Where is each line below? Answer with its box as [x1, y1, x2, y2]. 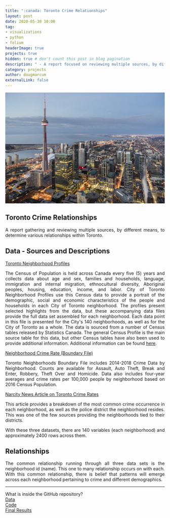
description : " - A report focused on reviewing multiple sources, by [5, 61, 157, 67]
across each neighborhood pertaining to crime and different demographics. [5, 476, 163, 483]
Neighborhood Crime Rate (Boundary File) [5, 350, 93, 356]
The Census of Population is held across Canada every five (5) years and [5, 270, 165, 276]
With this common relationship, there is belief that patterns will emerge [5, 471, 165, 477]
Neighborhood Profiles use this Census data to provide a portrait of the [5, 291, 165, 298]
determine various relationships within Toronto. [5, 232, 104, 238]
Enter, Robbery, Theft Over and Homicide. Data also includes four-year [5, 371, 165, 377]
